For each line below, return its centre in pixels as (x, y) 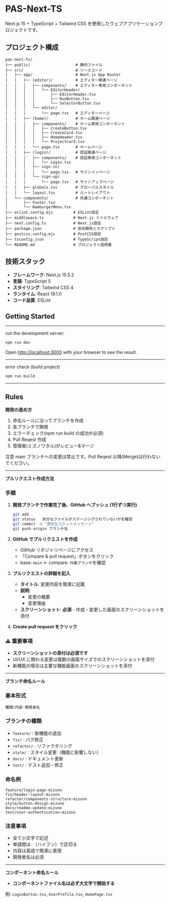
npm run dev (18, 343)
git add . (23, 515)
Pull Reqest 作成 (29, 439)
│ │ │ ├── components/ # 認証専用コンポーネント (63, 158)
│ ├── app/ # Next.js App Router (63, 75)
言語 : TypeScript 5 (32, 281)
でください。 (18, 463)
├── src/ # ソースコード (54, 70)
